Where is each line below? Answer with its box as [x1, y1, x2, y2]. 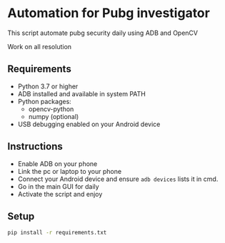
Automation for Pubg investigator [7, 5, 211, 21]
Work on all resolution [7, 42, 72, 51]
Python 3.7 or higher [17, 82, 79, 91]
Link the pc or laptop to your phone [17, 167, 122, 175]
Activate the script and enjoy [17, 190, 103, 198]
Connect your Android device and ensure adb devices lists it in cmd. [17, 175, 219, 183]
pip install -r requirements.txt [7, 229, 107, 237]
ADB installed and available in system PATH [17, 89, 146, 98]
